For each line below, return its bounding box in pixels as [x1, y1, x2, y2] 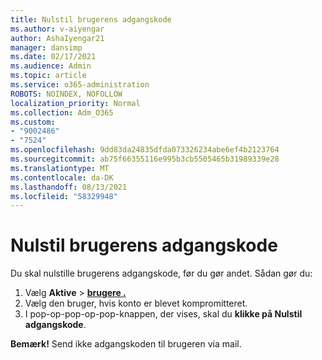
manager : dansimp [10, 42, 83, 53]
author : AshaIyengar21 [10, 33, 105, 43]
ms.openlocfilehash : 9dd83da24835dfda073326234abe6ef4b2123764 [10, 145, 280, 155]
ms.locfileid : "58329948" [10, 191, 118, 201]
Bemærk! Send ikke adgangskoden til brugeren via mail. [10, 338, 242, 350]
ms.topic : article [10, 71, 87, 81]
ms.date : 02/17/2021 [10, 52, 97, 62]
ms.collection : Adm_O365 [10, 107, 114, 118]
